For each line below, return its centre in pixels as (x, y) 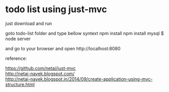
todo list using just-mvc (56, 9)
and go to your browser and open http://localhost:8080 (63, 48)
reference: (16, 58)
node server (18, 39)
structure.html (20, 84)
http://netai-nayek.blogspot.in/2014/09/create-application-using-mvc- (79, 79)
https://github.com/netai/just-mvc (41, 68)
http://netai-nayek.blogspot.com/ (40, 73)
